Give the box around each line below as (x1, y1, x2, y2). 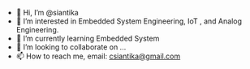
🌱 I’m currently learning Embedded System (15, 33, 160, 43)
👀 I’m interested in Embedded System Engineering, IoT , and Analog (15, 16, 242, 26)
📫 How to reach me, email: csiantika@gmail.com (15, 51, 181, 61)
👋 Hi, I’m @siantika (15, 8, 79, 17)
